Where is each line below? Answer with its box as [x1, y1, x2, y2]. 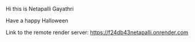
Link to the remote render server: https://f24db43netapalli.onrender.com [6, 29, 189, 36]
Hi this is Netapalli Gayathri [6, 5, 74, 12]
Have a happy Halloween [6, 17, 68, 24]
